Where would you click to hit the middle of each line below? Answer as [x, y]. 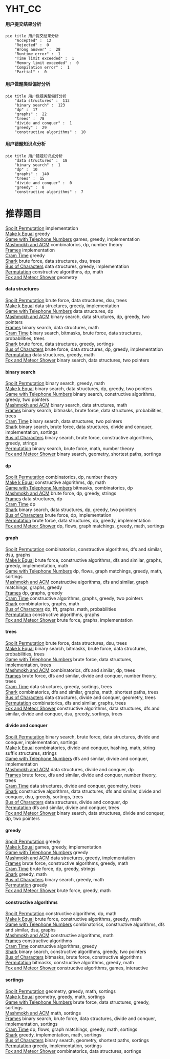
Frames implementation [30, 250]
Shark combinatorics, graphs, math [42, 603]
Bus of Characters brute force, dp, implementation [58, 515]
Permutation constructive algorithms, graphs [52, 615]
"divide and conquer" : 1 [43, 123]
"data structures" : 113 [42, 100]
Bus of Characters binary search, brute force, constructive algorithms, [79, 438]
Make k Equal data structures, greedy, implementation [62, 306]
